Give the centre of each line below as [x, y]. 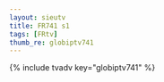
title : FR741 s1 [39, 26]
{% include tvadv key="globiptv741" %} [82, 68]
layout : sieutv [38, 17]
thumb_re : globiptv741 [52, 42]
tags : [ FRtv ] [34, 34]
